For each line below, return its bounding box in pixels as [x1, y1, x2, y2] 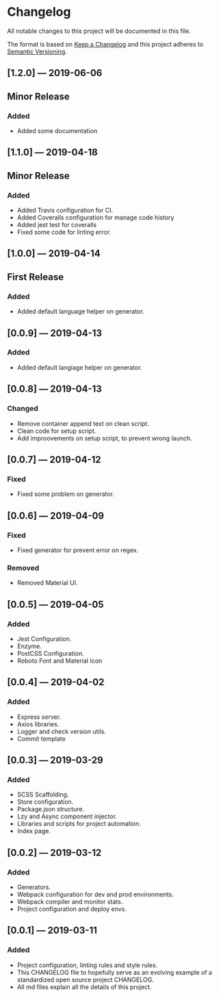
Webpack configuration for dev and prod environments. [16, 890, 175, 899]
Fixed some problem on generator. [16, 490, 115, 498]
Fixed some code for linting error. [16, 228, 112, 237]
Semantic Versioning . [7, 47, 67, 56]
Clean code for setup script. [16, 427, 96, 435]
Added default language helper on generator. [16, 307, 145, 316]
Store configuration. [16, 798, 74, 806]
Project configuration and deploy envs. [16, 905, 127, 913]
